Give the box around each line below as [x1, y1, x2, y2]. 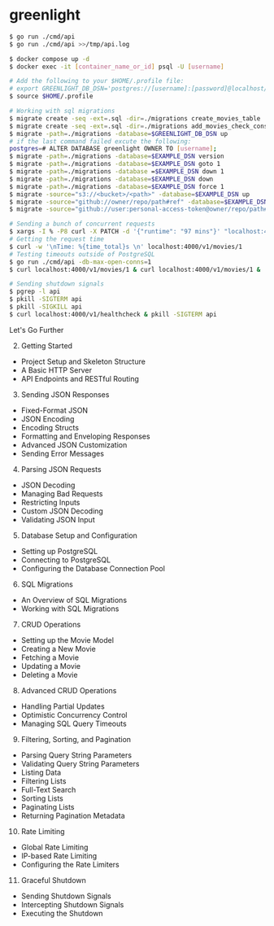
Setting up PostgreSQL [20, 546, 98, 556]
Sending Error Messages [20, 448, 105, 458]
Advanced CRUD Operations [20, 685, 117, 695]
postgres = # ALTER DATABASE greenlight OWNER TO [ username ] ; [9, 145, 218, 153]
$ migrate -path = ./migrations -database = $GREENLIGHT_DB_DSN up [9, 129, 228, 138]
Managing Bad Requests [20, 488, 103, 498]
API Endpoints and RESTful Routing [20, 373, 139, 383]
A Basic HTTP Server [20, 365, 93, 375]
